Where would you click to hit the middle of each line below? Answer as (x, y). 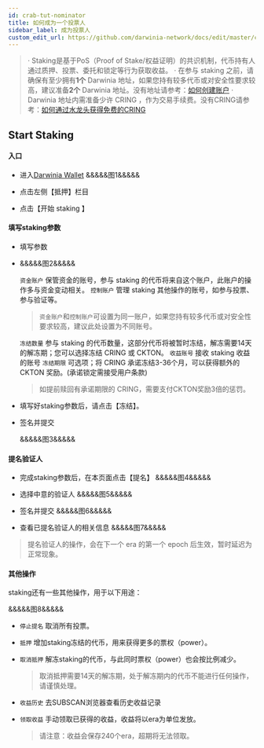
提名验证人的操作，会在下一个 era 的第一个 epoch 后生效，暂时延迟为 (140, 544)
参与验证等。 (40, 300)
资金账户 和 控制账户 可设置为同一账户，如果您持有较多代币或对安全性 (145, 317)
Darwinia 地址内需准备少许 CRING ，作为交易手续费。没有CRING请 (135, 100)
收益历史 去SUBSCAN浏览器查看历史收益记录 (90, 702)
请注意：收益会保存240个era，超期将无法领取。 (116, 736)
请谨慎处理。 (60, 686)
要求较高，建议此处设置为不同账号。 (98, 326)
